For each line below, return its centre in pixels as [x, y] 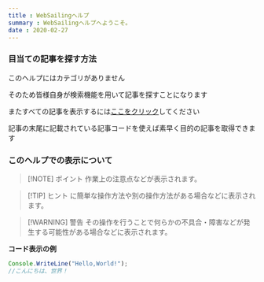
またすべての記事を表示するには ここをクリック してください [104, 111]
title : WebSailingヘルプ [49, 15]
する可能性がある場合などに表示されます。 [103, 232]
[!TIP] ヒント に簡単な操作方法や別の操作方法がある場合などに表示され [141, 195]
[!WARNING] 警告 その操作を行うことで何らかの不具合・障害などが [135, 222]
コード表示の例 [32, 248]
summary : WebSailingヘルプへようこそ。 [70, 23]
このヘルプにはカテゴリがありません [67, 78]
